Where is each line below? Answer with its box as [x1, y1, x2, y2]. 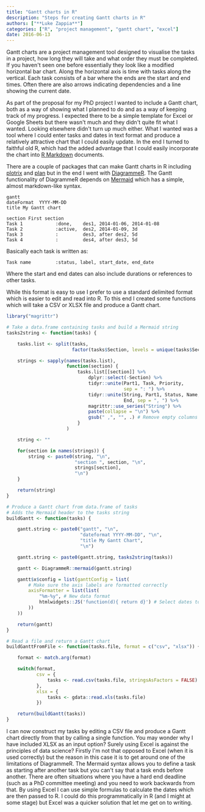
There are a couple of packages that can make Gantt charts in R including [6, 163, 192, 170]
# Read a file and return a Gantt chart [6, 638, 111, 644]
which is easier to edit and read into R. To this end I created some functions [6, 295, 196, 302]
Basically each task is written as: [6, 248, 88, 255]
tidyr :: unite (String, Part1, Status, [88, 391, 184, 397]
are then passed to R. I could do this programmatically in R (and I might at [6, 792, 191, 800]
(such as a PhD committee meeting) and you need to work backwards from [6, 780, 195, 786]
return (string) [17, 487, 56, 493]
